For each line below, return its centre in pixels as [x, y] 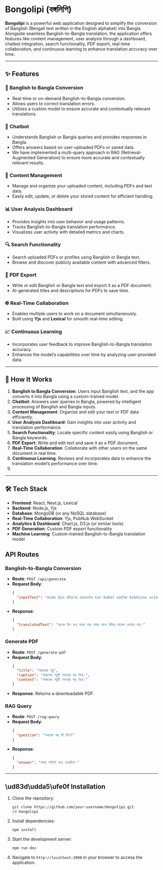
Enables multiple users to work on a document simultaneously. [74, 314]
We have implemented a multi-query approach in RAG [66, 152]
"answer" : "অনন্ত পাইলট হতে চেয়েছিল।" [48, 762]
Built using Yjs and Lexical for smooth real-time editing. [68, 319]
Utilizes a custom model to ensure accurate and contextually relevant [81, 109]
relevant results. [28, 163]
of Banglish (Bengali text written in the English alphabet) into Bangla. [73, 28]
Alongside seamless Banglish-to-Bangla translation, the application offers [79, 33]
